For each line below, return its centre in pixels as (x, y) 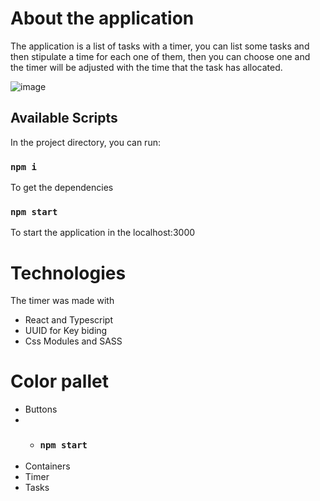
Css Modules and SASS (73, 341)
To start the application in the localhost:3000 (103, 233)
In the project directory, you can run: (85, 142)
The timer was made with (62, 301)
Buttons (41, 409)
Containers (47, 466)
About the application (102, 18)
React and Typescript (69, 320)
